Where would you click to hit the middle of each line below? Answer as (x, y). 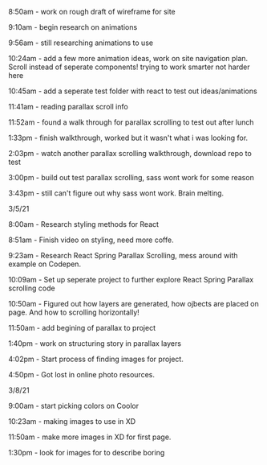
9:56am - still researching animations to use (81, 43)
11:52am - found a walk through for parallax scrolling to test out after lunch (131, 122)
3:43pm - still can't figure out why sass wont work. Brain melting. (116, 193)
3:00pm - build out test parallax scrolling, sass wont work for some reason (131, 177)
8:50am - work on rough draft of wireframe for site (92, 12)
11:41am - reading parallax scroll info (68, 107)
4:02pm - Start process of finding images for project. (96, 359)
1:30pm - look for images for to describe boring (87, 453)
